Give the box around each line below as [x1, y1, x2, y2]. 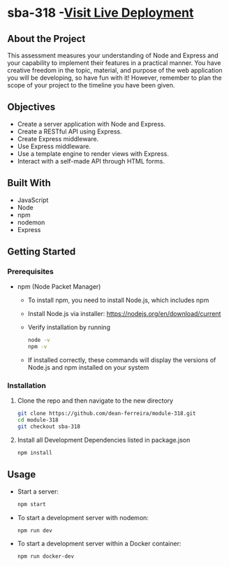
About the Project [7, 33, 86, 45]
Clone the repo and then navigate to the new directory [17, 396, 173, 405]
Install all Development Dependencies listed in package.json [17, 436, 191, 444]
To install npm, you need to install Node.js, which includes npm [27, 296, 209, 305]
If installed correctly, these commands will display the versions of [27, 356, 216, 364]
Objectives [7, 101, 56, 113]
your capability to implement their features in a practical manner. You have [7, 59, 221, 67]
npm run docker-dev [17, 553, 75, 560]
